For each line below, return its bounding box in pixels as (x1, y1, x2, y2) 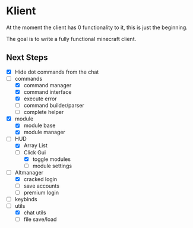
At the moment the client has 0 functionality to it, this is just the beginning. (6, 24, 188, 31)
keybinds (14, 195, 37, 202)
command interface (23, 88, 72, 96)
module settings (32, 162, 72, 169)
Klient (6, 4, 36, 18)
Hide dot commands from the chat (14, 68, 99, 75)
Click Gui (23, 148, 46, 156)
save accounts (23, 182, 59, 189)
